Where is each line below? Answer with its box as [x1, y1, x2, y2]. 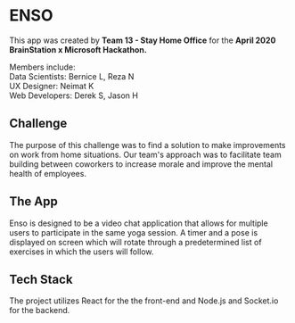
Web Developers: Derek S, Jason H [9, 90, 138, 101]
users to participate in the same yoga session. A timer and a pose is [9, 227, 258, 237]
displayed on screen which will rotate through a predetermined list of [9, 236, 262, 247]
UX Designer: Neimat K [9, 80, 94, 91]
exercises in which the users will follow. [9, 246, 154, 257]
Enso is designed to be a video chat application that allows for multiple [9, 218, 269, 228]
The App [9, 194, 58, 210]
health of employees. [9, 168, 87, 178]
